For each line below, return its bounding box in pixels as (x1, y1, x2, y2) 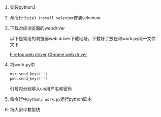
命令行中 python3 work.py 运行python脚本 (9, 96, 92, 102)
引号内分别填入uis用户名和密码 (9, 86, 72, 91)
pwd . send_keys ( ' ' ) (9, 76, 48, 81)
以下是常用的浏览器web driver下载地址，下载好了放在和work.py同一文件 (9, 36, 156, 41)
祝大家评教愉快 (9, 106, 40, 112)
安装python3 (9, 4, 36, 10)
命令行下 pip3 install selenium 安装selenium (9, 15, 101, 21)
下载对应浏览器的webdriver (9, 25, 65, 31)
